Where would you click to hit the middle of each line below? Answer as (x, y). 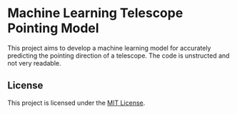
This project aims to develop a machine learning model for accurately (109, 48)
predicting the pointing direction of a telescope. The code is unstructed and (118, 56)
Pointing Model (53, 28)
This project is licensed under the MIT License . (76, 103)
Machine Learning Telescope (95, 13)
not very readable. (35, 63)
